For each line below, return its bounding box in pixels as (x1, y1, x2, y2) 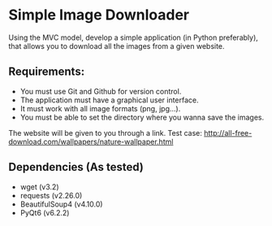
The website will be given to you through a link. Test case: (8, 128, 203, 137)
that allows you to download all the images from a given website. (8, 41, 225, 50)
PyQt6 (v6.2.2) (19, 207, 70, 217)
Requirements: (8, 65, 85, 79)
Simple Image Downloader (8, 6, 189, 24)
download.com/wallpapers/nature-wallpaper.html (8, 137, 174, 146)
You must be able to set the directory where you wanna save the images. (19, 112, 265, 122)
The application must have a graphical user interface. (19, 95, 199, 105)
